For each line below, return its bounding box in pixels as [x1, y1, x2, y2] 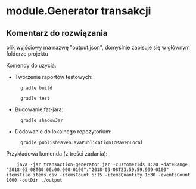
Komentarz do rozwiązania [6, 28, 108, 38]
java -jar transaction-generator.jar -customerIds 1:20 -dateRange [17, 161, 188, 167]
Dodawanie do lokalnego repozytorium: [14, 128, 112, 135]
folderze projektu [6, 50, 49, 57]
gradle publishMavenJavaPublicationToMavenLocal [20, 139, 144, 145]
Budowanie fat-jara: [14, 106, 64, 113]
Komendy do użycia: [6, 62, 57, 69]
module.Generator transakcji [6, 4, 151, 18]
